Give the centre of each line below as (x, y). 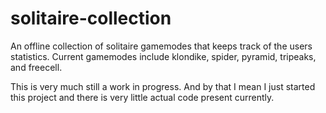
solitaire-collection (91, 18)
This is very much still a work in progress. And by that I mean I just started (163, 86)
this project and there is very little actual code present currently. (142, 97)
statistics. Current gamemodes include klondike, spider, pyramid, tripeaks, (163, 56)
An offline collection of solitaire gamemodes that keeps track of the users (161, 46)
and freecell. (36, 67)
